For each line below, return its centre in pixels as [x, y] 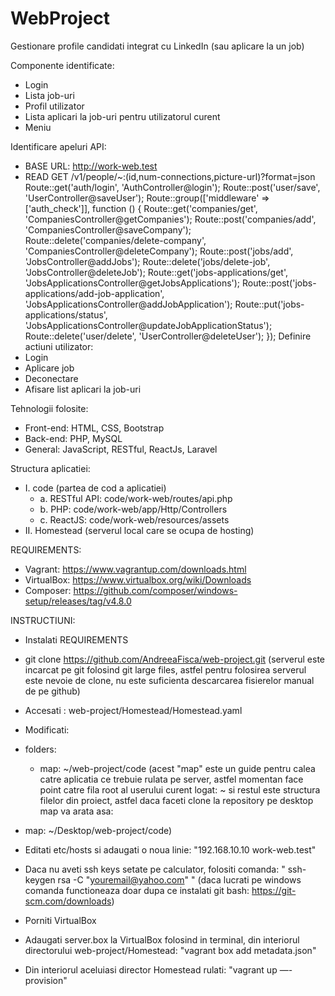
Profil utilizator [54, 106]
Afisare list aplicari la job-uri [83, 389]
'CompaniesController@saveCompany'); [108, 229]
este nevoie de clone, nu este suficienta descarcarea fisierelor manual [169, 680]
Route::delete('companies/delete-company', [115, 240]
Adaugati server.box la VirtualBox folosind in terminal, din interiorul [162, 939]
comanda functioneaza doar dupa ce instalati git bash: [137, 890]
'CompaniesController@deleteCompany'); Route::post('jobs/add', [159, 251]
